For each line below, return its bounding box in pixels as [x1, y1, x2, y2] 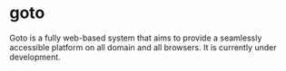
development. [9, 51, 61, 62]
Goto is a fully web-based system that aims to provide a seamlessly [9, 32, 262, 43]
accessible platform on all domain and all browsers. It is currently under [9, 41, 277, 52]
